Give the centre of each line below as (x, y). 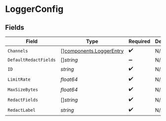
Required (139, 41)
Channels (18, 51)
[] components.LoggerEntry (92, 51)
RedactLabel (22, 110)
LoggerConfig (34, 9)
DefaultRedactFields (32, 60)
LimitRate (19, 79)
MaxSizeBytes (23, 90)
